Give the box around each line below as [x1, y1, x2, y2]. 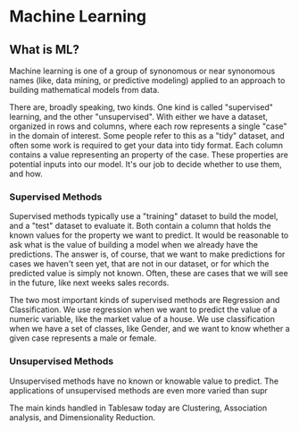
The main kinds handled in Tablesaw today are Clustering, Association [9, 402, 268, 413]
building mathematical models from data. [9, 85, 160, 95]
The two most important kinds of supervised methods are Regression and [9, 295, 280, 306]
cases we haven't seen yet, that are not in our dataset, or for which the [9, 258, 270, 269]
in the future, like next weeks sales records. [9, 277, 170, 288]
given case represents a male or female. [9, 333, 157, 343]
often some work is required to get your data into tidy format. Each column [9, 140, 284, 150]
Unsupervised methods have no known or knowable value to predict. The [9, 376, 279, 386]
